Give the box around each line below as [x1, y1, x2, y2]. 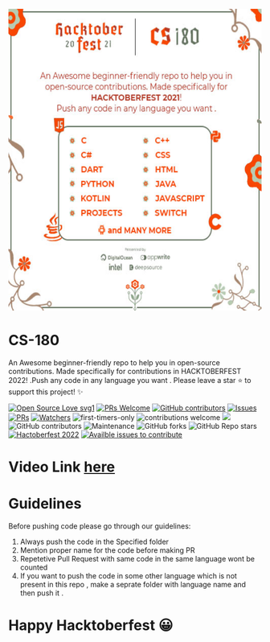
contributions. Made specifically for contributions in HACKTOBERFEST [8, 366, 242, 376]
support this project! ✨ [8, 387, 84, 397]
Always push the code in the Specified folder [19, 537, 170, 547]
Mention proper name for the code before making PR [19, 545, 195, 555]
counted [19, 562, 48, 572]
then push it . [19, 588, 64, 598]
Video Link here [8, 458, 115, 476]
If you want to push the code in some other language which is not [19, 571, 237, 581]
